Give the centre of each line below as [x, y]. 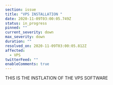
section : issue [21, 10]
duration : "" [18, 42]
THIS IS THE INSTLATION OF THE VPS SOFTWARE [56, 78]
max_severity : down [25, 37]
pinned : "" [16, 28]
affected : [15, 50]
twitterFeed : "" [22, 60]
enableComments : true [27, 64]
